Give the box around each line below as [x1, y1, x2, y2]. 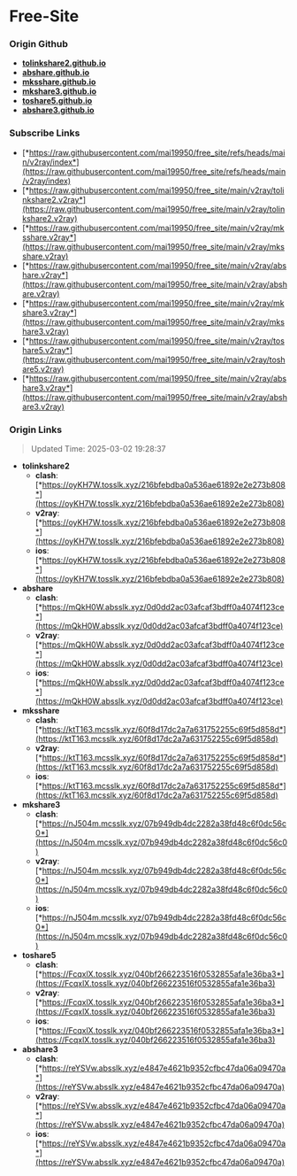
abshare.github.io [21, 67, 90, 78]
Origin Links [9, 423, 63, 436]
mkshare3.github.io [21, 86, 97, 97]
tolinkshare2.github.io [21, 58, 106, 68]
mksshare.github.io [21, 77, 96, 88]
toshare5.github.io [21, 96, 93, 106]
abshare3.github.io [21, 104, 95, 116]
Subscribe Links [9, 127, 80, 139]
